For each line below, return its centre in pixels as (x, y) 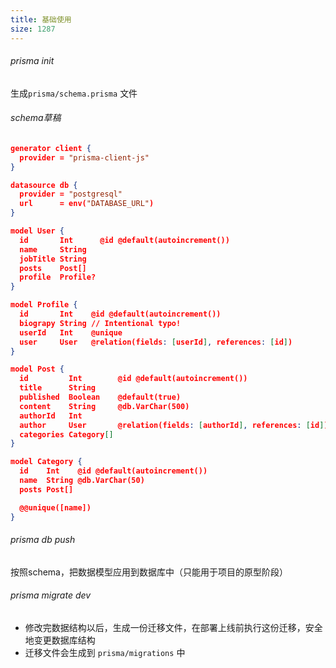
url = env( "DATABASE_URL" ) (87, 204)
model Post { (37, 369)
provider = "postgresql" (71, 194)
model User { (37, 231)
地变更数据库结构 (60, 640)
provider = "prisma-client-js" (84, 157)
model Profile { (44, 305)
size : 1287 (33, 29)
